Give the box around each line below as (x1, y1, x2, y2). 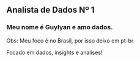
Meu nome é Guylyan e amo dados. (6, 23, 113, 32)
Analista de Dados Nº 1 (6, 5, 95, 15)
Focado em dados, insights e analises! (6, 49, 103, 56)
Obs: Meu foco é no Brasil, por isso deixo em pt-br (6, 36, 134, 44)
